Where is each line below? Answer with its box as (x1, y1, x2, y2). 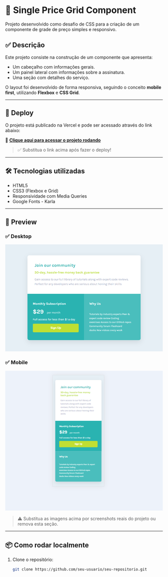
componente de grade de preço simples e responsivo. (5, 26, 116, 32)
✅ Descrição (5, 41, 45, 50)
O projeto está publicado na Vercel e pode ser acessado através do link (5, 122, 152, 128)
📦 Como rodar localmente (5, 540, 89, 549)
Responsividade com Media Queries (12, 193, 87, 199)
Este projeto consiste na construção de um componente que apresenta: (5, 54, 153, 60)
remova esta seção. (17, 521, 58, 527)
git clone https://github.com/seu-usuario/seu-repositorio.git (12, 567, 147, 572)
